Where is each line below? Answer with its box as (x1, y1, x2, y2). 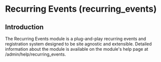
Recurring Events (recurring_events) (5, 3, 157, 15)
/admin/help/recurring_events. (5, 51, 66, 57)
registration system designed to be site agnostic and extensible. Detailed (5, 41, 152, 47)
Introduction (5, 23, 44, 31)
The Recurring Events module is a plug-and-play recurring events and (5, 36, 146, 41)
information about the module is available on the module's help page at (5, 46, 148, 52)
